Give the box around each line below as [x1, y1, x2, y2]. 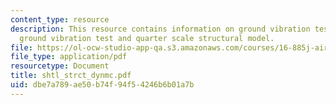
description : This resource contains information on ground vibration [10, 24, 311, 34]
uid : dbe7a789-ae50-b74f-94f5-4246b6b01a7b [10, 80, 195, 90]
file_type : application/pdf [10, 52, 128, 62]
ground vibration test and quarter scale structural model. [19, 33, 275, 43]
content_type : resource [10, 14, 110, 25]
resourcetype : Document [10, 61, 110, 71]
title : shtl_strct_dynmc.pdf [10, 71, 132, 81]
